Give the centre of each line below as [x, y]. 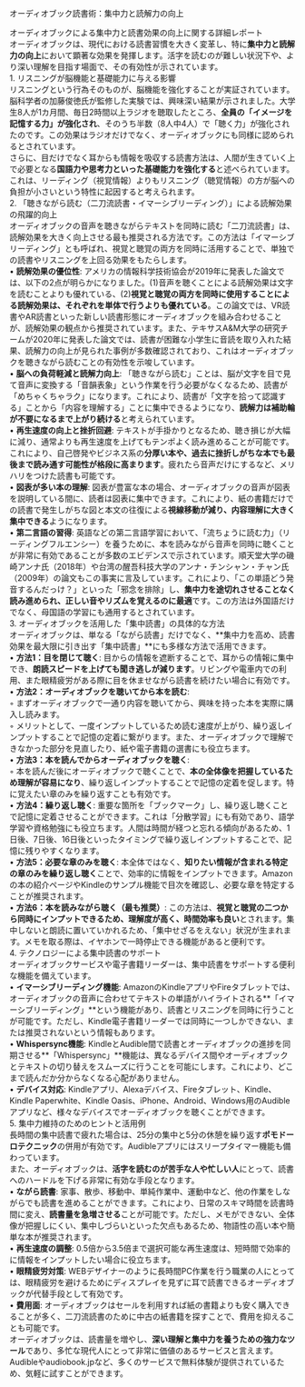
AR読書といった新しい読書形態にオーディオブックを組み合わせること [153, 317]
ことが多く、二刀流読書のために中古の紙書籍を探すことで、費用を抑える [152, 1317]
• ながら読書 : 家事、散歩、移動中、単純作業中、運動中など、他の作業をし [146, 1192]
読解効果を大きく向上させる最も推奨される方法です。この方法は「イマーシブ [152, 237]
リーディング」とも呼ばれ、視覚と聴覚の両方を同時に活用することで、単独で [152, 249]
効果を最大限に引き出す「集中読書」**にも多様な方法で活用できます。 [140, 646]
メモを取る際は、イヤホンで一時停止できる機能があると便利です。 [147, 942]
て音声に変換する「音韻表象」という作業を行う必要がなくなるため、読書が [148, 385]
